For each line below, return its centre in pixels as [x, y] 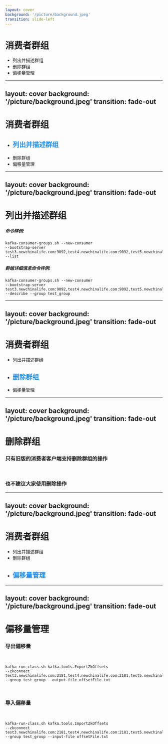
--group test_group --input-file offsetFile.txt [57, 736]
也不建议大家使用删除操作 [36, 484]
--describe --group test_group [38, 294]
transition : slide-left [30, 19]
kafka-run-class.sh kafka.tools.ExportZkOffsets [57, 667]
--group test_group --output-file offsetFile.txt [58, 680]
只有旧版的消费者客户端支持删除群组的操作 [56, 459]
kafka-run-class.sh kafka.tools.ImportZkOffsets [57, 723]
